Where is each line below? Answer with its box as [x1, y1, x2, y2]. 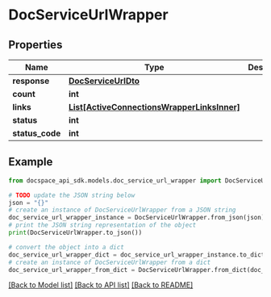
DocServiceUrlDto [68, 75, 140, 86]
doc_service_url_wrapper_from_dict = [8, 266, 135, 274]
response [12, 75, 50, 86]
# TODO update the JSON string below [8, 191, 135, 199]
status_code [12, 128, 61, 139]
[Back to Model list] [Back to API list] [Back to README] [8, 280, 194, 290]
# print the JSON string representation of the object [8, 221, 197, 229]
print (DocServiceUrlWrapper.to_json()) [8, 228, 143, 237]
